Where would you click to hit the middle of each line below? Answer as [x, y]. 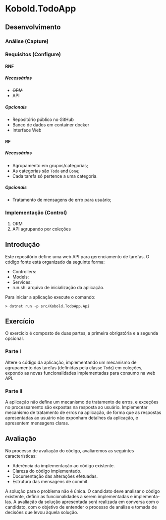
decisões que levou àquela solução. [42, 512]
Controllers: [24, 271]
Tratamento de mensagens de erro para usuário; [62, 200]
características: [21, 456]
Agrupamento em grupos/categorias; [50, 165]
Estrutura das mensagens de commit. [51, 481]
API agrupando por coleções [41, 229]
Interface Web [27, 130]
